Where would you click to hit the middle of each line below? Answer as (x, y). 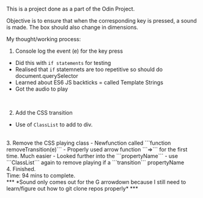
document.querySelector (46, 76)
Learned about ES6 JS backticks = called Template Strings (89, 82)
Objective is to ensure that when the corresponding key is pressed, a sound (102, 21)
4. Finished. (21, 169)
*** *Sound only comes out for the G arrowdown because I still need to (96, 182)
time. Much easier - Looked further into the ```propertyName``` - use (92, 156)
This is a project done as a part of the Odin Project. (71, 9)
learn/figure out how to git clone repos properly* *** (72, 188)
